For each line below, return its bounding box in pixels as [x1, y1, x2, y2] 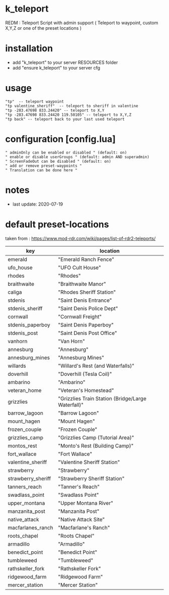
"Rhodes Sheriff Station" [58, 288, 116, 295]
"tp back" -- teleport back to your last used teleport [5, 116, 125, 121]
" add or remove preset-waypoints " [5, 163, 82, 168]
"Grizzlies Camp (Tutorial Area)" [58, 434, 134, 441]
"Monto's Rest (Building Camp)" [58, 442, 134, 449]
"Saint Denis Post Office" [58, 329, 117, 337]
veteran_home [8, 386, 42, 393]
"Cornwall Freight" [58, 313, 102, 320]
